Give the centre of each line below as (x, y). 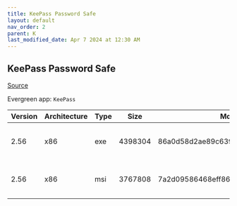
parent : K (22, 33)
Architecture (66, 116)
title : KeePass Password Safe (52, 14)
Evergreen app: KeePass (42, 98)
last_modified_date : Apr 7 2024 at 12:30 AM (74, 40)
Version (24, 116)
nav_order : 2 (26, 27)
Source (18, 85)
